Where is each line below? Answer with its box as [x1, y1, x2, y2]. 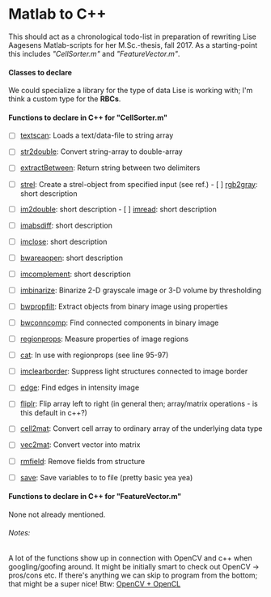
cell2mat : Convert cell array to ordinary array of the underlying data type [19, 424, 263, 433]
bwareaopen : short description [19, 253, 124, 262]
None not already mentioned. [8, 510, 106, 519]
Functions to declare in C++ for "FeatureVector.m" [8, 492, 182, 501]
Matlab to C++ [8, 5, 107, 23]
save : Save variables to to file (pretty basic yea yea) [19, 472, 193, 482]
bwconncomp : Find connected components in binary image [19, 318, 219, 328]
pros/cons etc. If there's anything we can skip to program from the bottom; [8, 570, 258, 580]
